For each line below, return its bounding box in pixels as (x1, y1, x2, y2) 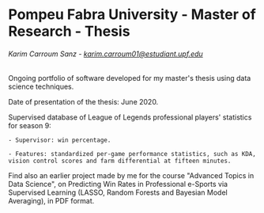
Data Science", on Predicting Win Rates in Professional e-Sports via (8, 180, 228, 189)
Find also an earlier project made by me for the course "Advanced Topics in (8, 171, 255, 181)
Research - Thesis (8, 22, 130, 40)
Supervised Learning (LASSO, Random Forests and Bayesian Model (8, 188, 228, 197)
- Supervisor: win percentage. (8, 136, 111, 144)
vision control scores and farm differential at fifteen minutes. (8, 157, 232, 165)
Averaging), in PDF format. (8, 196, 95, 206)
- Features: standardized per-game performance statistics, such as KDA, (8, 150, 257, 158)
